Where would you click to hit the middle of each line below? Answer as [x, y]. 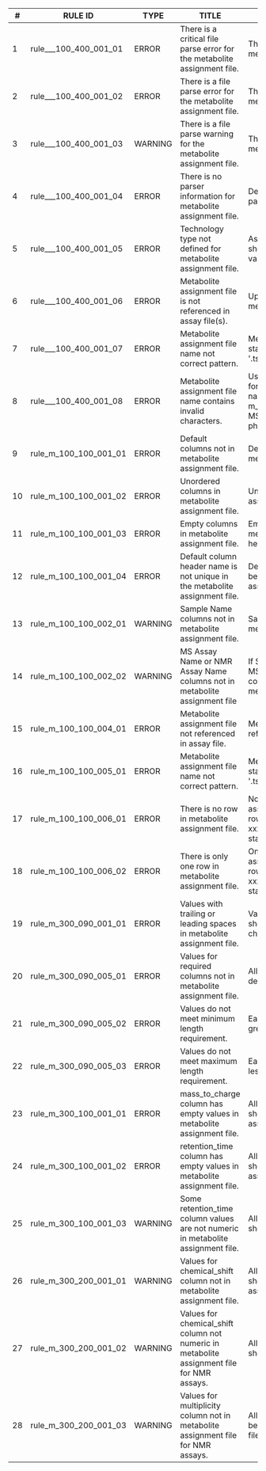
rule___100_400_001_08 [77, 401]
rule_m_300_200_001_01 [78, 1281]
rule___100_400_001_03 [77, 144]
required [196, 966]
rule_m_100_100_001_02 [78, 496]
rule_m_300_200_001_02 [78, 1348]
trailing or [198, 914]
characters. [201, 421]
